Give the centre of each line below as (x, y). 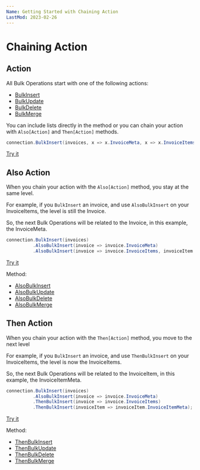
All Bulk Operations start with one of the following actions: (77, 83)
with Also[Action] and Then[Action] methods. (62, 131)
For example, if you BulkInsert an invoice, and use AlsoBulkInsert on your (98, 205)
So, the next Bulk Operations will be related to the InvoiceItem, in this (90, 373)
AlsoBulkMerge (33, 304)
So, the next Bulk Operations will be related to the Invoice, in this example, (97, 223)
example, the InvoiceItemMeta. (44, 380)
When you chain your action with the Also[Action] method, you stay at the (98, 187)
